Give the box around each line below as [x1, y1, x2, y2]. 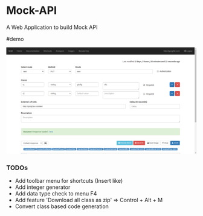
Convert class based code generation [14, 203, 109, 210]
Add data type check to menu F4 [14, 190, 97, 197]
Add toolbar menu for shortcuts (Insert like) [14, 177, 123, 185]
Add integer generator [14, 183, 71, 191]
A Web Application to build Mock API [6, 24, 98, 31]
